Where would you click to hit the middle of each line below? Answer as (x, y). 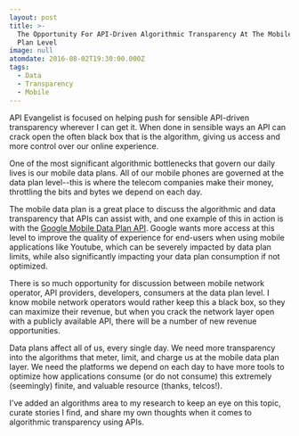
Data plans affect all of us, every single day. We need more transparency (142, 348)
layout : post (33, 17)
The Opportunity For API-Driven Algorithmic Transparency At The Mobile (155, 34)
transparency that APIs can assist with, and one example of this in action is (146, 218)
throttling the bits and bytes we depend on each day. (106, 192)
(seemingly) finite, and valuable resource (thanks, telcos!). (116, 385)
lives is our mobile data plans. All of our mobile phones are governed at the (147, 173)
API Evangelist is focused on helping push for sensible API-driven (129, 118)
